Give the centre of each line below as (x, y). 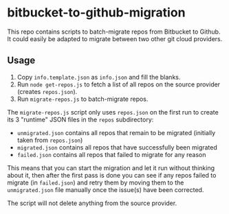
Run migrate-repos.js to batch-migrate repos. (83, 99)
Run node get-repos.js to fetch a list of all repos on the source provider (119, 84)
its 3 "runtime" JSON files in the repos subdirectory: (80, 119)
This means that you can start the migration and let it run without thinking (111, 168)
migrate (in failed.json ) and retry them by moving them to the (96, 182)
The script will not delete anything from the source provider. (92, 203)
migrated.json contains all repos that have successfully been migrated (117, 147)
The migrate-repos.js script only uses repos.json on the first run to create (113, 112)
